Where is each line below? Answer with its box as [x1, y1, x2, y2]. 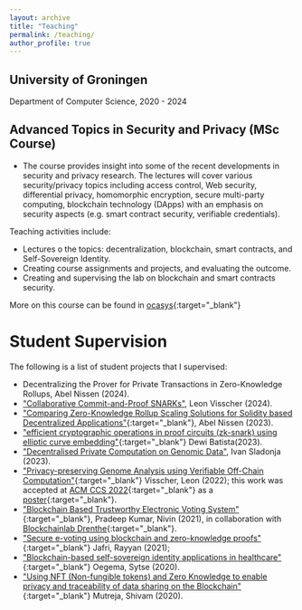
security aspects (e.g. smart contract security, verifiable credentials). [22, 208, 280, 219]
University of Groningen [9, 71, 148, 87]
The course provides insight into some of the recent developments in [22, 160, 280, 171]
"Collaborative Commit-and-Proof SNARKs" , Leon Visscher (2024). [22, 397, 273, 408]
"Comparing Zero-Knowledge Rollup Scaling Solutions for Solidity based [22, 407, 293, 418]
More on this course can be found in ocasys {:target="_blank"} [9, 300, 241, 310]
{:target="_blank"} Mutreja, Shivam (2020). [22, 590, 184, 601]
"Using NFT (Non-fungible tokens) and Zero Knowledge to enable [22, 571, 268, 582]
